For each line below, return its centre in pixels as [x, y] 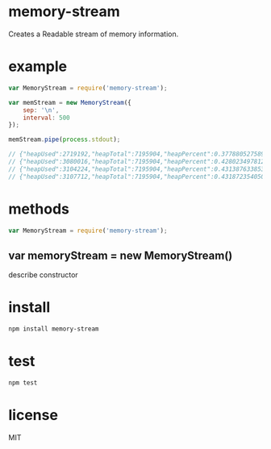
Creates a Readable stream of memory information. [94, 34]
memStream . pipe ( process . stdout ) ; [65, 139]
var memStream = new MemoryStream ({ [70, 102]
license [33, 416]
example [38, 67]
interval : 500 [46, 118]
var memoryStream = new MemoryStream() [121, 255]
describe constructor [43, 275]
